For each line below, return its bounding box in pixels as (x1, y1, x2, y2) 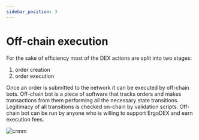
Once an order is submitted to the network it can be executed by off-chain (6, 84, 190, 91)
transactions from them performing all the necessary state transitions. (6, 96, 179, 104)
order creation (14, 66, 51, 73)
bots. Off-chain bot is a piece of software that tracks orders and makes (6, 90, 182, 98)
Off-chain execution (6, 34, 108, 48)
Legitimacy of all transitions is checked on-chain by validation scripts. (6, 103, 179, 110)
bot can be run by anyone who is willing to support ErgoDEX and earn (20, 109, 193, 117)
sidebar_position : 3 (6, 8, 58, 15)
